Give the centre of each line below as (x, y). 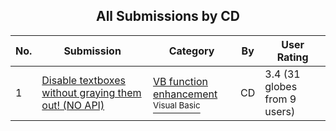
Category (191, 51)
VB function (180, 81)
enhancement (185, 94)
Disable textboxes (83, 80)
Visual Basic (176, 105)
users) (280, 111)
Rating (292, 57)
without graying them (91, 92)
